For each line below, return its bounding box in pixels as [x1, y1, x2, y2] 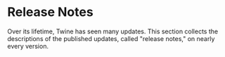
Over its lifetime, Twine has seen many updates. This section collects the [7, 27, 219, 35]
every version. [7, 42, 49, 50]
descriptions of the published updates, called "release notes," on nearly [7, 34, 215, 42]
